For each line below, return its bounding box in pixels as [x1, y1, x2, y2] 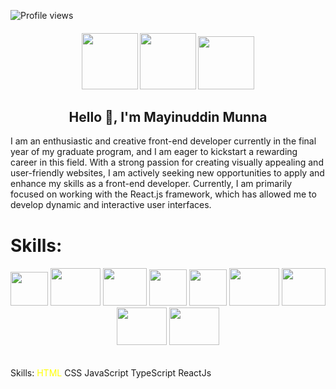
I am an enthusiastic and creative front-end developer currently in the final [10, 135, 317, 147]
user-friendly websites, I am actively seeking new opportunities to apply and [10, 167, 325, 179]
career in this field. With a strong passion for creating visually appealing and [10, 156, 324, 169]
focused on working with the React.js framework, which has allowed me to [10, 188, 317, 200]
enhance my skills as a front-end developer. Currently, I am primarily [10, 178, 293, 190]
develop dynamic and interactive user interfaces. [10, 199, 212, 211]
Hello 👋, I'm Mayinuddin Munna [68, 108, 268, 125]
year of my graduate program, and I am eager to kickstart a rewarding [10, 146, 298, 158]
